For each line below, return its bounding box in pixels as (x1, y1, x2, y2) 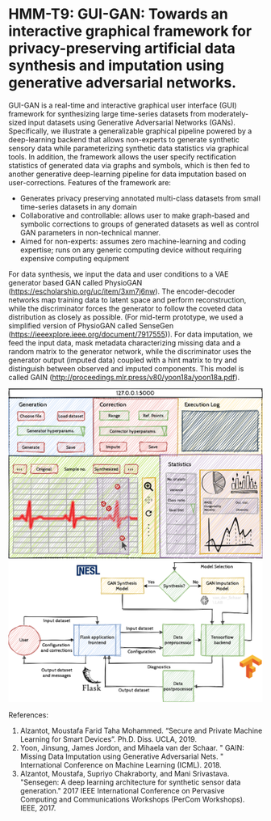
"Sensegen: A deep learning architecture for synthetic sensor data (19, 777, 241, 787)
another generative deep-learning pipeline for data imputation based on (8, 169, 248, 179)
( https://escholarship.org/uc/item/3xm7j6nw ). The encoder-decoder (8, 286, 236, 296)
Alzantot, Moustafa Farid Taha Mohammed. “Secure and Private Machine (19, 726, 263, 736)
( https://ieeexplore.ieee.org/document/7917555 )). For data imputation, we (8, 329, 253, 339)
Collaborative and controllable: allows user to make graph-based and (19, 210, 250, 220)
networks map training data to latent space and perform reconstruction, (8, 294, 247, 304)
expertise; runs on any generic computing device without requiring (19, 244, 242, 255)
